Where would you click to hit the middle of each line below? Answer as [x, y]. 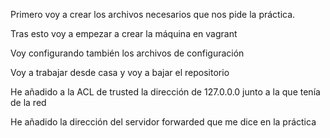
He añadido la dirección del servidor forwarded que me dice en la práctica [163, 122]
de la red [28, 102]
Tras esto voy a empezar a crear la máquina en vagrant [124, 33]
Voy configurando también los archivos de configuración [127, 53]
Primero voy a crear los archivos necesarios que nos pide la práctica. [153, 14]
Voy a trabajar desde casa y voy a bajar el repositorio [120, 72]
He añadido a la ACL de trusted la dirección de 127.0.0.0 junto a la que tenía [165, 92]
